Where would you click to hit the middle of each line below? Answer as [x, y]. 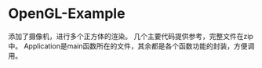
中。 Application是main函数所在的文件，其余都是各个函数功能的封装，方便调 [131, 46]
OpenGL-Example [67, 14]
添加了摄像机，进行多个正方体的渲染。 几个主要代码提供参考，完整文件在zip [131, 36]
